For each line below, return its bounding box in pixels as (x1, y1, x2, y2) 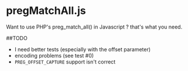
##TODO (6, 34, 28, 41)
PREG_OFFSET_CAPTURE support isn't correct (14, 58, 116, 65)
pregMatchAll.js (6, 4, 86, 17)
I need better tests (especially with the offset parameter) (14, 45, 151, 53)
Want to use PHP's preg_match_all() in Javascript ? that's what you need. (6, 23, 183, 30)
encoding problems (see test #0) (14, 52, 94, 59)
